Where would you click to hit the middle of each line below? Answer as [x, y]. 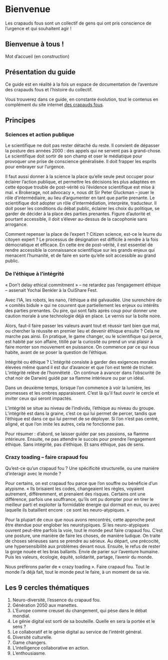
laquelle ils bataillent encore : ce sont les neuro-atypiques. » [67, 510]
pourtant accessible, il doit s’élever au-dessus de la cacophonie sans [76, 219]
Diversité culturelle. [32, 637]
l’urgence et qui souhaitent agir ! [38, 28]
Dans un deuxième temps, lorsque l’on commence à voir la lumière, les [78, 388]
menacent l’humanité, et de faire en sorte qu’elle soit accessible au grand [80, 256]
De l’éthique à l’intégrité [35, 274]
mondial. [21, 616]
